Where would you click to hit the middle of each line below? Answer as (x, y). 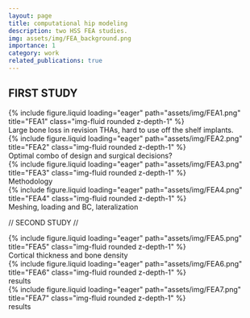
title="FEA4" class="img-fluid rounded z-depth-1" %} (98, 198)
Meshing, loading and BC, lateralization (73, 207)
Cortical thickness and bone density (68, 255)
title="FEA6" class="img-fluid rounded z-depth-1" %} (98, 272)
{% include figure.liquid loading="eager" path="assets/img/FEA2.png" (125, 138)
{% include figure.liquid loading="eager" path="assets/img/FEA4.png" (125, 189)
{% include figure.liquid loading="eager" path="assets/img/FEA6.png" (125, 263)
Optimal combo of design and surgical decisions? (90, 155)
